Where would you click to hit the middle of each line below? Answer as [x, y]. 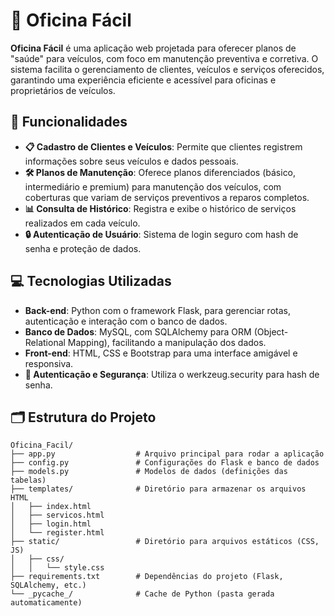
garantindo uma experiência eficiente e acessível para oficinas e [143, 80]
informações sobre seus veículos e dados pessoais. [131, 161]
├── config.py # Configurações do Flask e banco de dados [165, 463]
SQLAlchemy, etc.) [48, 585]
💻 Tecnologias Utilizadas [91, 281]
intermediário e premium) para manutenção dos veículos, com [153, 186]
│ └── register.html [57, 533]
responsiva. [49, 363]
